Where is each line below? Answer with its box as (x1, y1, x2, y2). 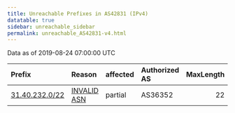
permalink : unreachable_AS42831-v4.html (7, 29, 127, 37)
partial (105, 90, 127, 100)
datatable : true (7, 17, 55, 24)
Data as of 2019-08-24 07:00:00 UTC (7, 49, 115, 57)
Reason (71, 70, 97, 80)
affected (105, 70, 134, 80)
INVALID (71, 86, 99, 96)
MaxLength (185, 70, 225, 80)
